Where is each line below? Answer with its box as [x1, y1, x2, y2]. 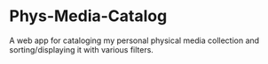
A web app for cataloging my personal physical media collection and [9, 35, 260, 46]
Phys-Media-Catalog [9, 6, 168, 26]
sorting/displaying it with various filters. [9, 44, 154, 54]
